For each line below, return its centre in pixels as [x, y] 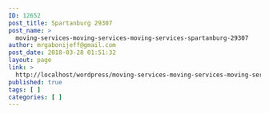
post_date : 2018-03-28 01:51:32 [62, 53]
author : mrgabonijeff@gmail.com [62, 45]
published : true [35, 82]
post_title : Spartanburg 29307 [60, 23]
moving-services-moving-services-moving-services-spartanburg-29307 [132, 38]
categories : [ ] [35, 97]
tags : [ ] [25, 90]
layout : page [30, 60]
